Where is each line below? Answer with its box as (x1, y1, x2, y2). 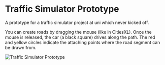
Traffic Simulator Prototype (5, 3, 119, 15)
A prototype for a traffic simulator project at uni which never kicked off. (5, 20, 149, 25)
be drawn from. (5, 44, 36, 50)
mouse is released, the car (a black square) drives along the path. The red (5, 34, 156, 40)
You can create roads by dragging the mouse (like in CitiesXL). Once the (5, 29, 152, 35)
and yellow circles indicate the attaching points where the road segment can (5, 39, 160, 45)
